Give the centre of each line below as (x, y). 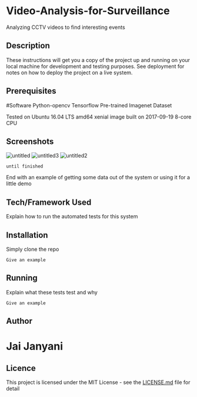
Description (28, 46)
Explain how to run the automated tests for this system (72, 216)
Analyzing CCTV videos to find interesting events (66, 27)
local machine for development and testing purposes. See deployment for (95, 66)
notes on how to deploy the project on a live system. (69, 73)
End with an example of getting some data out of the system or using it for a (98, 178)
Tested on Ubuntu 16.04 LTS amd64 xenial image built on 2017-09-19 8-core (99, 117)
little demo (19, 183)
